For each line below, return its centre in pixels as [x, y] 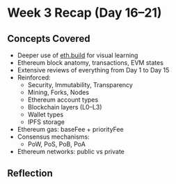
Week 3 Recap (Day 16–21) [85, 13]
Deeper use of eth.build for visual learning [78, 55]
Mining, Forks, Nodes [58, 92]
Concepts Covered [49, 39]
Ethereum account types [63, 100]
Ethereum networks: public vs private [71, 152]
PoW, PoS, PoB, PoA [56, 144]
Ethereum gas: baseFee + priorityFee [70, 129]
